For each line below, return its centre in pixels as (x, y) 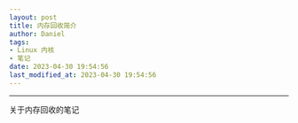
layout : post (33, 17)
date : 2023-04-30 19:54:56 (59, 67)
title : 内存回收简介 (43, 26)
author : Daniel (37, 34)
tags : (19, 42)
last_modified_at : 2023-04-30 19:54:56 (83, 75)
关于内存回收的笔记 (44, 109)
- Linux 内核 (32, 50)
